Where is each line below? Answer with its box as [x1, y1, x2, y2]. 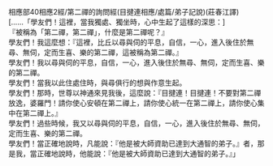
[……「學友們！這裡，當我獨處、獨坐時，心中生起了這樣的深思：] [8, 17, 226, 27]
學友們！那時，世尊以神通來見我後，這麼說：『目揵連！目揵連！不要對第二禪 [8, 88, 262, 97]
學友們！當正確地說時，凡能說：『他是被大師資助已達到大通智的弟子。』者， [8, 138, 258, 148]
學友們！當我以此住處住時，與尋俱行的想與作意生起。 [8, 78, 187, 87]
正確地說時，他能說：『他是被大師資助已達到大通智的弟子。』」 [36, 149, 240, 158]
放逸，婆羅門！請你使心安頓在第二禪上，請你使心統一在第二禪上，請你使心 [8, 98, 258, 108]
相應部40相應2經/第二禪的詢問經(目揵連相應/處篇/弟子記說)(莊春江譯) [8, 7, 240, 16]
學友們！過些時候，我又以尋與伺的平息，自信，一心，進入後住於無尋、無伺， [8, 118, 265, 128]
